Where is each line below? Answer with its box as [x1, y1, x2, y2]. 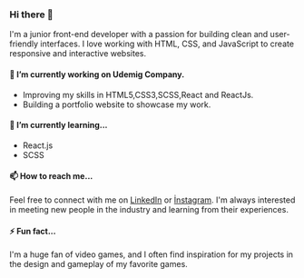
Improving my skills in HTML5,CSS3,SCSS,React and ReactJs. [22, 89, 254, 100]
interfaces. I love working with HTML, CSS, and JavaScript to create [40, 38, 295, 49]
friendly [9, 38, 39, 49]
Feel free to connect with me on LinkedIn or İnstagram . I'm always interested [9, 194, 296, 205]
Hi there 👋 [9, 8, 54, 21]
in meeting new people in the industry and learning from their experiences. [9, 204, 289, 214]
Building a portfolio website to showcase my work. [22, 99, 211, 110]
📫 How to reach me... [9, 171, 93, 182]
